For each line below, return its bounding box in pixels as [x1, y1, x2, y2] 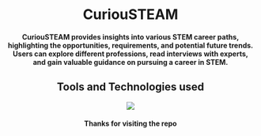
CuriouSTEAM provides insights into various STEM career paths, [21, 32, 240, 41]
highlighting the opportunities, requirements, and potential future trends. [8, 40, 253, 50]
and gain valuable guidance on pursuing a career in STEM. [32, 57, 229, 66]
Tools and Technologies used [56, 81, 205, 94]
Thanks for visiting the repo [84, 119, 177, 128]
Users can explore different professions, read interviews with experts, [13, 49, 248, 59]
